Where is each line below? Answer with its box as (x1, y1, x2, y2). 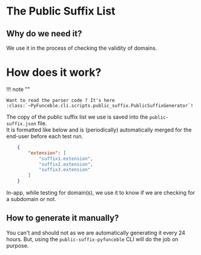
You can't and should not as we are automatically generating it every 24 (6, 229, 186, 236)
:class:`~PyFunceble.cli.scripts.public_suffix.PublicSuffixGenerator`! (6, 102, 194, 108)
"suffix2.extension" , (38, 161, 94, 167)
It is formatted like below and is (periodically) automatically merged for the (6, 126, 192, 133)
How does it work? (6, 65, 102, 79)
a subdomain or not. (6, 196, 56, 203)
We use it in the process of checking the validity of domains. (6, 44, 157, 51)
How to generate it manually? (6, 213, 119, 224)
